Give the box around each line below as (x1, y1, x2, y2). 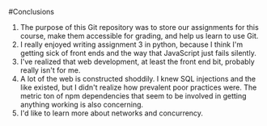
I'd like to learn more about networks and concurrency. (19, 108, 204, 118)
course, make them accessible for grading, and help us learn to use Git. (19, 31, 259, 40)
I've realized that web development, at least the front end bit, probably (19, 57, 255, 66)
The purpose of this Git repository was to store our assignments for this (19, 23, 259, 31)
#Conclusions (8, 7, 55, 16)
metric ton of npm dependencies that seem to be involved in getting (19, 91, 247, 100)
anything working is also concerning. (19, 100, 144, 109)
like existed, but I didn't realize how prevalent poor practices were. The (19, 82, 257, 92)
